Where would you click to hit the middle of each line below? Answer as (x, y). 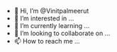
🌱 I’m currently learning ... (52, 26)
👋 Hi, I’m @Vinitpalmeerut (51, 11)
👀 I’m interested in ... (44, 18)
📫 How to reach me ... (47, 41)
